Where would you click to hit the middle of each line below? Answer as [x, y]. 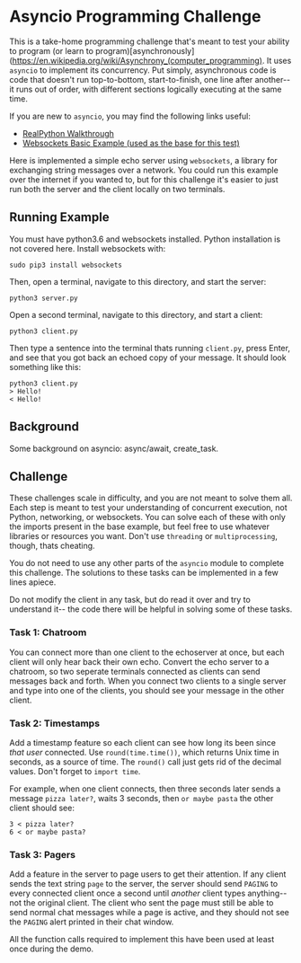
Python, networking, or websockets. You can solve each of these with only [147, 517]
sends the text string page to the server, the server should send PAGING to [144, 884]
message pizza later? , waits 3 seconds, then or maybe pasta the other [142, 798]
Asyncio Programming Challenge [135, 17]
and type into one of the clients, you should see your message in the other [147, 690]
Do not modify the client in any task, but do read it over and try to [130, 600]
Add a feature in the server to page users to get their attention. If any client [148, 874]
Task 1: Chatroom [48, 632]
